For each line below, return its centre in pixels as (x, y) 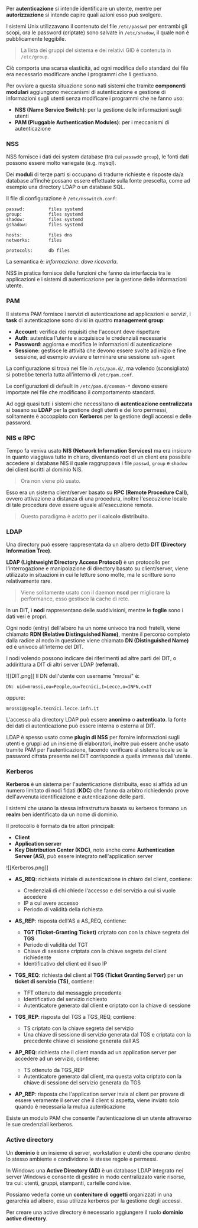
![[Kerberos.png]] (27, 868)
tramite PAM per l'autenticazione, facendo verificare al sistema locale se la (97, 750)
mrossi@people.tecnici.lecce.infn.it (53, 709)
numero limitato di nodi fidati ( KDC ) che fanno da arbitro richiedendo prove (98, 791)
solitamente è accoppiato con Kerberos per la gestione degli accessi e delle (99, 416)
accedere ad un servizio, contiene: (57, 1059)
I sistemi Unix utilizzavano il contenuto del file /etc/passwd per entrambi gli (97, 26)
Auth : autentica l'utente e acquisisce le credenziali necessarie (90, 338)
